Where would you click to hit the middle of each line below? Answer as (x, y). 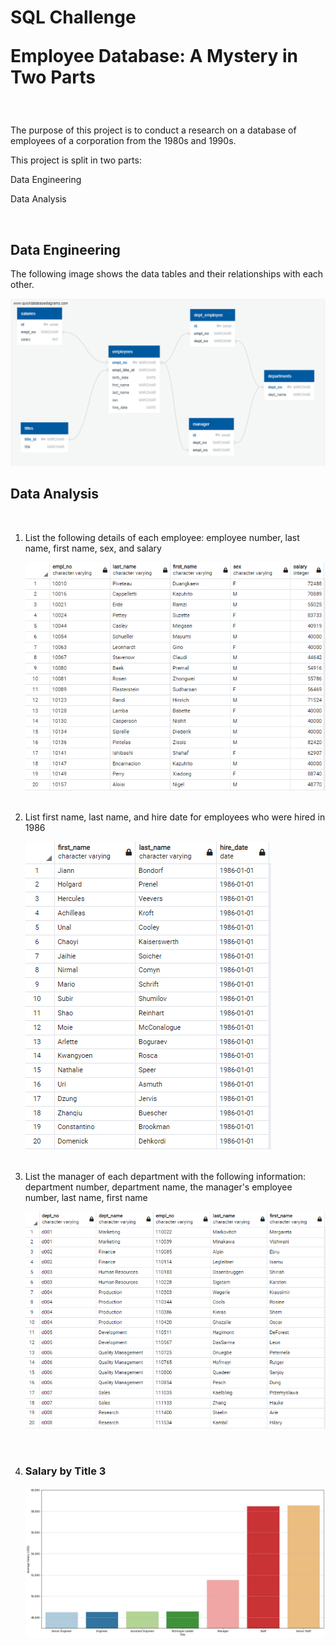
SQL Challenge (73, 17)
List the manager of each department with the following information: (165, 1177)
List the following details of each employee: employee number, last (162, 537)
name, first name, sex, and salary (93, 548)
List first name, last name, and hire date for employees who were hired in (175, 817)
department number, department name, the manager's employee (158, 1187)
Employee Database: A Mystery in (154, 56)
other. (22, 284)
